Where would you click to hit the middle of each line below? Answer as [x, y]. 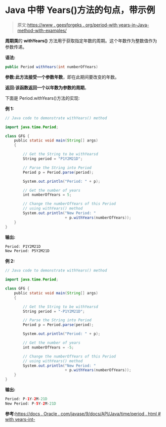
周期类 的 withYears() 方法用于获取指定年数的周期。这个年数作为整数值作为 [81, 41]
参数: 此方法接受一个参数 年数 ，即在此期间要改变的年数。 [62, 77]
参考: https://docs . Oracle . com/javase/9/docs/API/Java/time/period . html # [83, 414]
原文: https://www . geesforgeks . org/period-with [67, 25]
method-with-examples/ [42, 30]
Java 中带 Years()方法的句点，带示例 [80, 10]
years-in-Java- [134, 25]
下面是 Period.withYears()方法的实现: [42, 98]
